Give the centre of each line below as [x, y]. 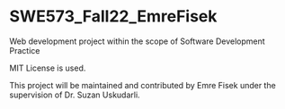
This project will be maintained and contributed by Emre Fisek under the [142, 85]
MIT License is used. [48, 68]
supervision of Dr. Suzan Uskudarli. [75, 95]
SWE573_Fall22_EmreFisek [113, 17]
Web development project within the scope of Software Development [137, 41]
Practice [25, 50]
